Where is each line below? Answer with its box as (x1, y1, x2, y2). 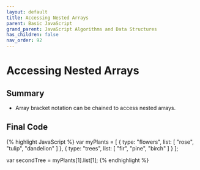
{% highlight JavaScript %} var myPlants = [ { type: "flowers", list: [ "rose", (6, 138, 194, 146)
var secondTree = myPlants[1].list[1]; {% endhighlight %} (6, 157, 149, 164)
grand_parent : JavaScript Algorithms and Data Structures (6, 26, 157, 32)
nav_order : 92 (6, 37, 43, 43)
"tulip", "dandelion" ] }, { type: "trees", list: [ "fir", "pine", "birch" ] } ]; (6, 144, 179, 152)
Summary (6, 88, 45, 98)
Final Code (6, 122, 48, 132)
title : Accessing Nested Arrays (6, 15, 89, 21)
